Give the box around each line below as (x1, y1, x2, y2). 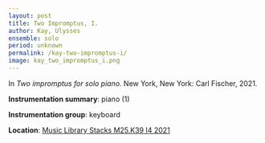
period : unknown (8, 42, 63, 50)
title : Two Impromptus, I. (8, 19, 99, 27)
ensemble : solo (8, 34, 59, 43)
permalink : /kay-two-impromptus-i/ (8, 49, 128, 57)
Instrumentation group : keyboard (8, 109, 120, 119)
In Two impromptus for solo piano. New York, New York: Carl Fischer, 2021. (8, 78, 258, 88)
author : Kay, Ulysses (8, 27, 81, 35)
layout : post (8, 11, 52, 20)
